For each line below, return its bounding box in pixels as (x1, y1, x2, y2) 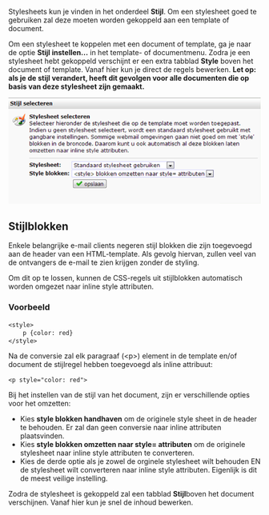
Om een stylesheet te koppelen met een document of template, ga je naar (8, 39, 251, 49)
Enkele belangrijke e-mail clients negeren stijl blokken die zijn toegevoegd (8, 241, 252, 250)
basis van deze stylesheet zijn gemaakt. (8, 82, 145, 91)
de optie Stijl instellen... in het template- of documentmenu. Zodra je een (8, 48, 251, 57)
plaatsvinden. (19, 431, 65, 441)
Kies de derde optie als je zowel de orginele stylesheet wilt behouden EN (19, 456, 261, 466)
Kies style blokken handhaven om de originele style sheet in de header (19, 413, 258, 423)
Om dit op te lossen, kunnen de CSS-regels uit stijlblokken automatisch (8, 273, 243, 283)
